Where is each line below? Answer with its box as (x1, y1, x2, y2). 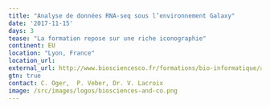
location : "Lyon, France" (8, 49, 95, 57)
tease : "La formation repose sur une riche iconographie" (8, 34, 207, 43)
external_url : (8, 64, 56, 72)
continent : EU (8, 42, 56, 50)
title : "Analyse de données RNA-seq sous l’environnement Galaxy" (8, 11, 235, 20)
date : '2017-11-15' (8, 19, 74, 27)
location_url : (8, 57, 56, 65)
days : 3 (8, 27, 35, 35)
